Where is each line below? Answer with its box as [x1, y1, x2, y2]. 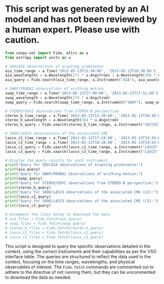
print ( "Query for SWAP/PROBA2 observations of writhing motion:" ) [5, 171, 143, 176]
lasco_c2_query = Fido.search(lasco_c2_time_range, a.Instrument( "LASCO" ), [5, 145, 163, 150]
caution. [5, 35, 40, 46]
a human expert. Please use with [5, 24, 140, 35]
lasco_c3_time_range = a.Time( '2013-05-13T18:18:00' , [5, 140, 117, 145]
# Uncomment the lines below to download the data [5, 212, 110, 217]
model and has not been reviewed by [5, 14, 157, 25]
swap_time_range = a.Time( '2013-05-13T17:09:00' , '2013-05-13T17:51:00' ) [5, 91, 159, 96]
